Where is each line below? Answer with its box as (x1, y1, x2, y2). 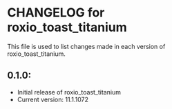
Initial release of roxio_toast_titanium (17, 88, 121, 96)
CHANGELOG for (7, 5, 105, 21)
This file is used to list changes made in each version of (7, 42, 166, 50)
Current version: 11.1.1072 (17, 95, 88, 103)
